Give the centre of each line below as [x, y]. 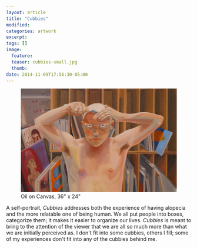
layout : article [26, 12]
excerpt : [17, 37]
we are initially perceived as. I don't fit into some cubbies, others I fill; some [97, 233]
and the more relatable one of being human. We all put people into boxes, [95, 214]
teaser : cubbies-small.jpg [44, 62]
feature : [22, 56]
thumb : [19, 68]
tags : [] [17, 43]
